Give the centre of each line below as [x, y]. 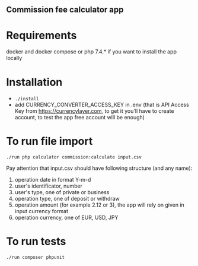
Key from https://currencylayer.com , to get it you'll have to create [94, 111]
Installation [34, 82]
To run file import [49, 141]
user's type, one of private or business [62, 192]
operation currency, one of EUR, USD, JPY [66, 218]
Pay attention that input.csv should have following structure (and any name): [99, 168]
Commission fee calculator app [65, 10]
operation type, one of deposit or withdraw [67, 199]
